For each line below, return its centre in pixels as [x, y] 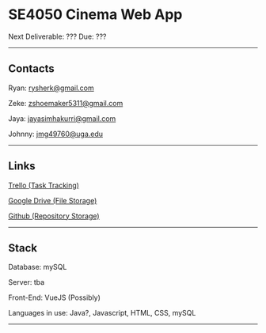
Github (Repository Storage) [54, 216]
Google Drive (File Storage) [53, 200]
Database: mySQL [38, 267]
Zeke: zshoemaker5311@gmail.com [66, 103]
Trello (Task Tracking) [44, 185]
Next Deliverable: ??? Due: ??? [57, 36]
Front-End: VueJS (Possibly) [55, 297]
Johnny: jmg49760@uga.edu [56, 134]
